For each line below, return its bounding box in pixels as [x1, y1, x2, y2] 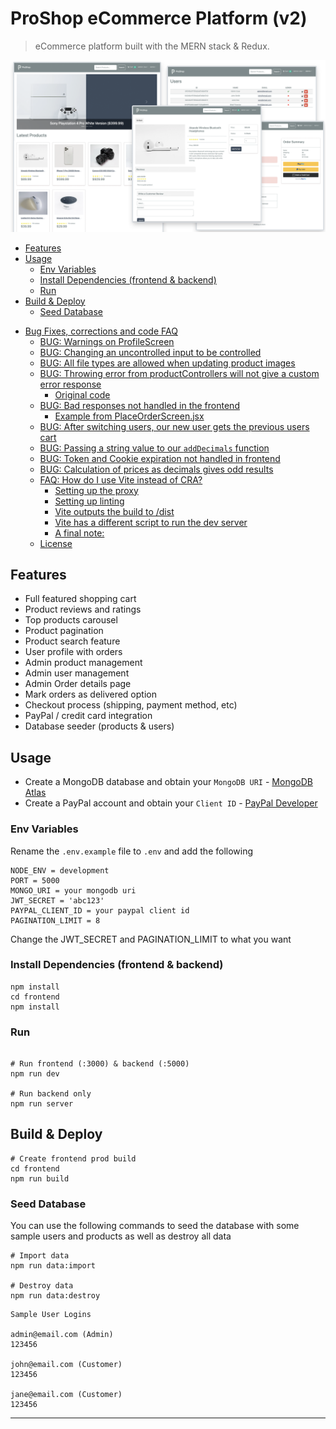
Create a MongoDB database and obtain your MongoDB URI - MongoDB [24, 776, 313, 788]
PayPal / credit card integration [24, 710, 153, 722]
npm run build [10, 1173, 70, 1184]
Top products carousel [24, 614, 118, 626]
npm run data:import [10, 1261, 97, 1271]
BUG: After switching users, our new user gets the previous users [39, 420, 310, 432]
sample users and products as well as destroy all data [10, 1230, 232, 1242]
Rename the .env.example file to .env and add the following [10, 845, 254, 857]
